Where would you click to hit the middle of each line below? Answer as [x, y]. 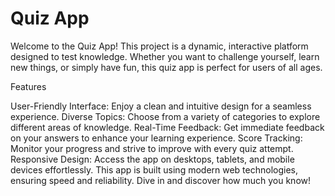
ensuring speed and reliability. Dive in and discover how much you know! [161, 180]
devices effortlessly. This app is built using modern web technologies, [154, 169]
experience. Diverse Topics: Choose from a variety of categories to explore [165, 116]
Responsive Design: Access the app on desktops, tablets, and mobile [152, 159]
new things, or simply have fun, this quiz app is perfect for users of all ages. [166, 67]
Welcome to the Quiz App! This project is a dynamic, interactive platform [159, 46]
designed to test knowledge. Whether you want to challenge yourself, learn [165, 56]
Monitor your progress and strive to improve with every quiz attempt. [152, 148]
